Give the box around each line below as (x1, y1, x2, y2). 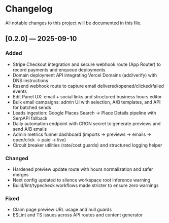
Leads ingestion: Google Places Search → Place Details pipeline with (12, 109, 156, 116)
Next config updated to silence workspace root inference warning (12, 177, 151, 183)
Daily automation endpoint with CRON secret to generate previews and (12, 120, 161, 127)
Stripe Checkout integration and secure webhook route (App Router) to (12, 61, 161, 67)
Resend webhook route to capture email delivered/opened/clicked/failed (12, 83, 164, 89)
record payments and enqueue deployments (12, 66, 106, 72)
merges (12, 171, 29, 177)
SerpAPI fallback (12, 115, 48, 121)
